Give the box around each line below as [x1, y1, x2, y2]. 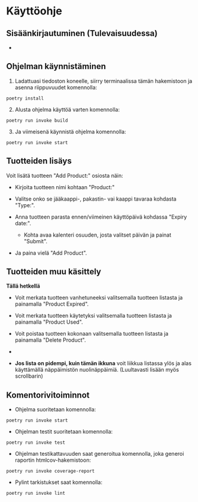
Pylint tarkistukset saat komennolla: [14, 479, 103, 486]
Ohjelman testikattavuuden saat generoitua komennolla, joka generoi [14, 450, 184, 458]
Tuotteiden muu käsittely [6, 267, 102, 277]
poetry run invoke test [6, 440, 66, 446]
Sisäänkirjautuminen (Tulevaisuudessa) [6, 28, 158, 38]
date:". [14, 219, 32, 226]
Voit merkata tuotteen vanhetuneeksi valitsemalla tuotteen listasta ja [14, 294, 183, 301]
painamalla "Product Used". [14, 318, 83, 325]
